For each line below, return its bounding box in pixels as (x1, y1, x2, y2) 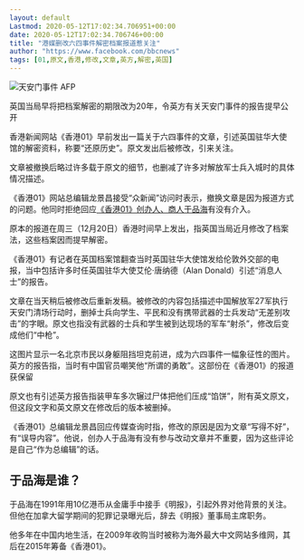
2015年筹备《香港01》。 (24, 540, 111, 551)
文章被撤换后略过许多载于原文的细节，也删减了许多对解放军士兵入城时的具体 (9, 162, 295, 172)
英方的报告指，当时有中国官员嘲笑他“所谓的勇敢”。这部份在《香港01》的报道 (9, 360, 294, 371)
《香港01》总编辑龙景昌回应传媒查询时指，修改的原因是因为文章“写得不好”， (9, 421, 294, 431)
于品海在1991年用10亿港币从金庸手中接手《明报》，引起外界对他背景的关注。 (9, 498, 292, 509)
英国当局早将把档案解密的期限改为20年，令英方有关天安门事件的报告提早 (9, 101, 281, 111)
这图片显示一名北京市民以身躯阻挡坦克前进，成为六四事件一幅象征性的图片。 (9, 349, 295, 359)
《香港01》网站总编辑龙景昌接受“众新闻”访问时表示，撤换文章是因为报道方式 (9, 192, 294, 203)
